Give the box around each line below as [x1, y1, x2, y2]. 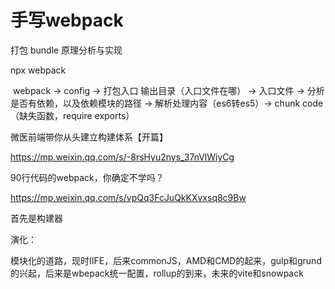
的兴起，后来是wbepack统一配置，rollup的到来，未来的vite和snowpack [10, 267, 304, 279]
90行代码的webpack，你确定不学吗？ [10, 171, 165, 183]
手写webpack [10, 9, 124, 32]
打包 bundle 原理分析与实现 [10, 44, 123, 56]
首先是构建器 [10, 212, 63, 224]
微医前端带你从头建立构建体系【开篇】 [10, 131, 168, 143]
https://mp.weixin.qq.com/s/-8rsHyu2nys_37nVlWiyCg [10, 151, 235, 163]
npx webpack [10, 64, 67, 76]
